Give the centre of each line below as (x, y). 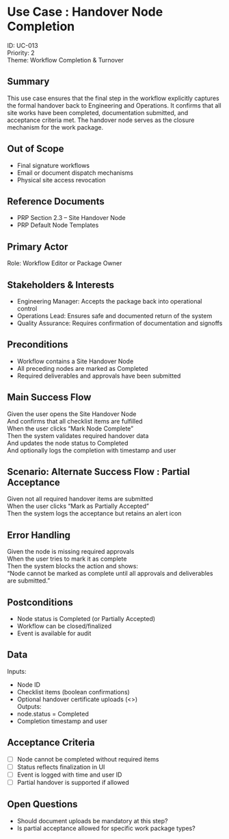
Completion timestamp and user (62, 721)
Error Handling (39, 535)
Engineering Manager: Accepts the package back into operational (109, 301)
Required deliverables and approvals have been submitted (99, 376)
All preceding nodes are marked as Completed (82, 368)
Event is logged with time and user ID (69, 775)
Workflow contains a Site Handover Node (75, 361)
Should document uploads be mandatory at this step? (92, 820)
